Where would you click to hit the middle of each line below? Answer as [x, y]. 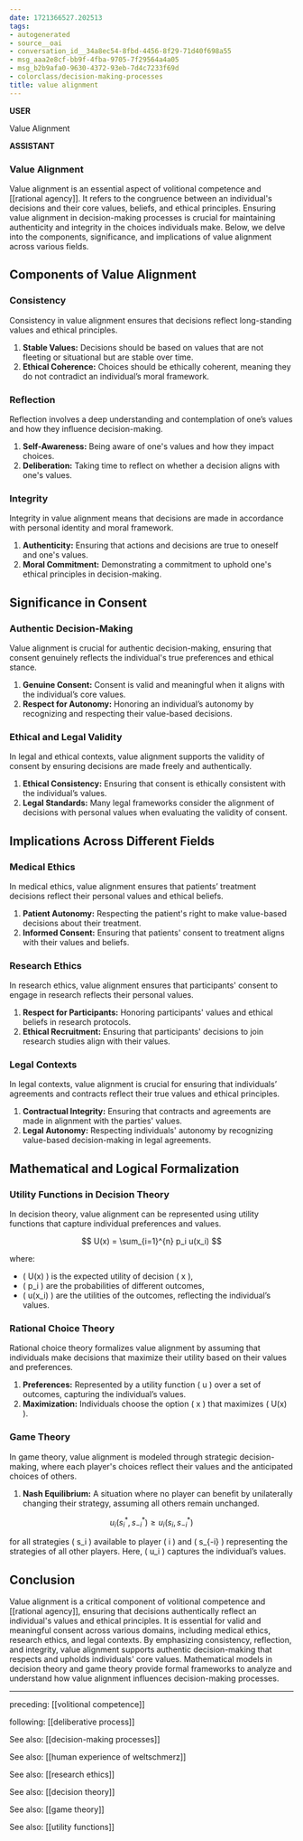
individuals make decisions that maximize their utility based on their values [148, 1357]
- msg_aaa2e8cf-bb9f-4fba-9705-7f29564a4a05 [94, 60]
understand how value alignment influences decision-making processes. [144, 1678]
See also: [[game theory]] [57, 1809]
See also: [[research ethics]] [62, 1775]
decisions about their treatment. [82, 923]
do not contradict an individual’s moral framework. [116, 376]
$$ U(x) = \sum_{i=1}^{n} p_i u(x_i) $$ [151, 1241]
